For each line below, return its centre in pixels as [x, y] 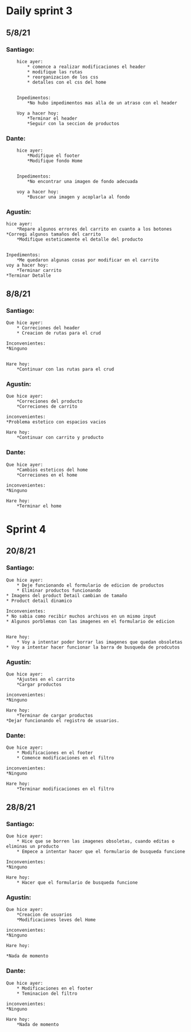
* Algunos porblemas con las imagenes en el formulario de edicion [91, 621]
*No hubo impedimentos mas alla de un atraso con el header [102, 103]
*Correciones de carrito [47, 407]
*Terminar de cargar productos [55, 715]
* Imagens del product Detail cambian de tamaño [67, 595]
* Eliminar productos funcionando [59, 590]
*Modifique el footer [54, 156]
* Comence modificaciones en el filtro [66, 758]
